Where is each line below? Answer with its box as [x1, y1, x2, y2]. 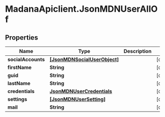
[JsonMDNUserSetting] [50, 96, 106, 102]
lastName [7, 80, 31, 87]
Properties [5, 33, 38, 42]
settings [7, 96, 27, 102]
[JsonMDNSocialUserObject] [50, 56, 119, 63]
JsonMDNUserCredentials [50, 88, 112, 94]
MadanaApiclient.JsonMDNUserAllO [5, 3, 158, 15]
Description [123, 48, 152, 54]
